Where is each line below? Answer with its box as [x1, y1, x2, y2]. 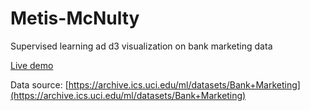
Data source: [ [10, 78, 69, 91]
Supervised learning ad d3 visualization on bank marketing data [10, 40, 273, 52]
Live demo [10, 59, 54, 71]
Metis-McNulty [10, 7, 140, 30]
